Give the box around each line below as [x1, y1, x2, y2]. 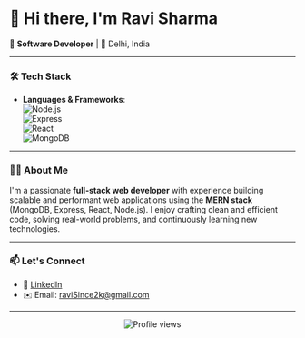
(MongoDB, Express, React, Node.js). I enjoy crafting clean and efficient [9, 204, 279, 214]
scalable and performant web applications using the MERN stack [9, 194, 252, 205]
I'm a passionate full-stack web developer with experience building [9, 184, 264, 195]
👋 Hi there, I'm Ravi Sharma [9, 8, 219, 29]
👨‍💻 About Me [9, 164, 68, 176]
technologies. [9, 223, 61, 234]
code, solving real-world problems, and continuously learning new [9, 214, 258, 224]
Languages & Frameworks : [22, 94, 126, 105]
